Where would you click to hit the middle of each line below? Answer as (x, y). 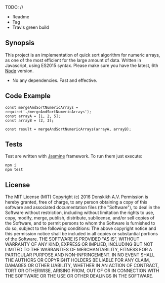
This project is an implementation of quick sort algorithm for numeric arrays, (83, 55)
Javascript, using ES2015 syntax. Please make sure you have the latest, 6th (82, 65)
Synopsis (20, 43)
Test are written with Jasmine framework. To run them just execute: (74, 156)
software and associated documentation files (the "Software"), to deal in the (83, 208)
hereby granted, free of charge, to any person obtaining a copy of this (76, 202)
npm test (14, 170)
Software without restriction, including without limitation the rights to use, (80, 212)
